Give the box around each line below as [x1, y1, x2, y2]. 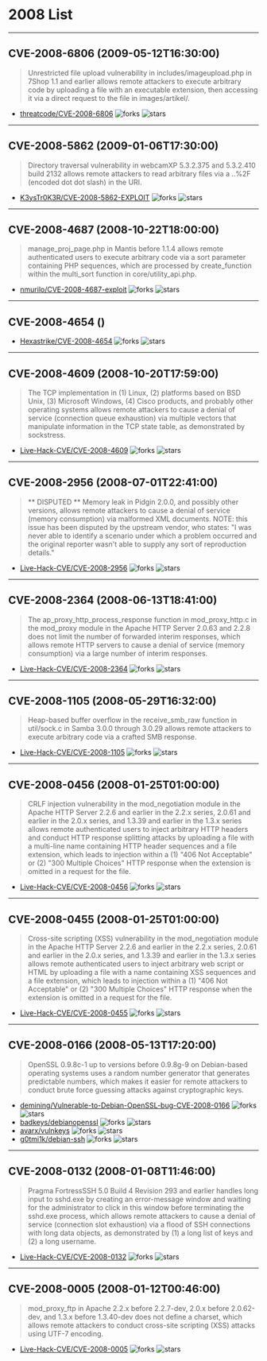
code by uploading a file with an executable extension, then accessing [27, 85, 258, 95]
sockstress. [27, 431, 66, 439]
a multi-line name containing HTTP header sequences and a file [27, 841, 237, 851]
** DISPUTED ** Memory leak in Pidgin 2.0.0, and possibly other [27, 497, 239, 506]
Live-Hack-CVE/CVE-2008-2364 [19, 663, 129, 673]
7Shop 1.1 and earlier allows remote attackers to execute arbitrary [27, 76, 242, 86]
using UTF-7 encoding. [27, 1328, 104, 1338]
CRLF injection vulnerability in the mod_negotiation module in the [27, 799, 241, 809]
